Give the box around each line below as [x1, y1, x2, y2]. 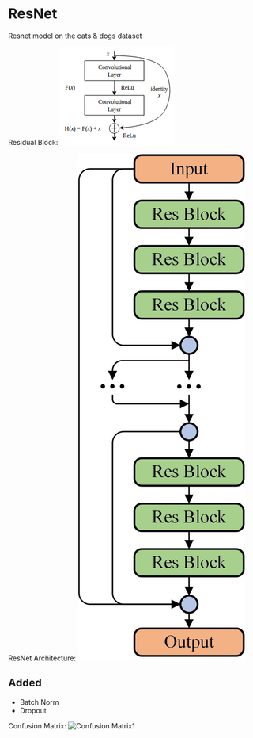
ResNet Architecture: [8, 653, 77, 663]
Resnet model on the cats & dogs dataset [8, 31, 142, 40]
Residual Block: [8, 137, 59, 147]
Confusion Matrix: [8, 721, 67, 730]
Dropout [19, 705, 47, 715]
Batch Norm [19, 697, 59, 706]
